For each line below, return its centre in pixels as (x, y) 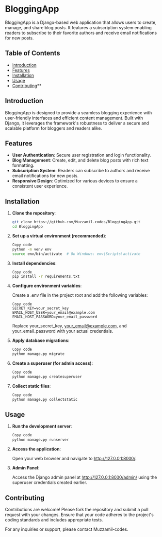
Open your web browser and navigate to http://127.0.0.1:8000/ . (74, 459)
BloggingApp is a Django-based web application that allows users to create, (81, 22)
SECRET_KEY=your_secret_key (40, 308)
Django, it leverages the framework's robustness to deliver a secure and (77, 123)
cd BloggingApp (27, 227)
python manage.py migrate (38, 354)
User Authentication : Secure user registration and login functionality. (81, 155)
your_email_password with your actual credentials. (63, 331)
